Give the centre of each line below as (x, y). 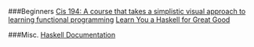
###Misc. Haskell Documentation (62, 35)
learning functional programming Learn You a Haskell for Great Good (119, 20)
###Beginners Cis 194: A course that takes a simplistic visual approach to (127, 11)
